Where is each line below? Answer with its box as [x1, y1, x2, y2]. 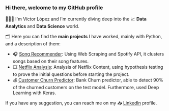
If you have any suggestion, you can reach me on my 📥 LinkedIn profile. [5, 100, 157, 106]
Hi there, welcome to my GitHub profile [5, 4, 103, 11]
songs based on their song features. [12, 58, 89, 65]
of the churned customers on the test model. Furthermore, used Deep [12, 85, 159, 91]
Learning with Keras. [12, 90, 57, 96]
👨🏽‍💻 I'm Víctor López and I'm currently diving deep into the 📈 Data [5, 16, 147, 22]
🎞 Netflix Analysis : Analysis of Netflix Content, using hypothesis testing [12, 64, 163, 70]
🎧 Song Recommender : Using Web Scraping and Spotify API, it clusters [12, 51, 164, 57]
